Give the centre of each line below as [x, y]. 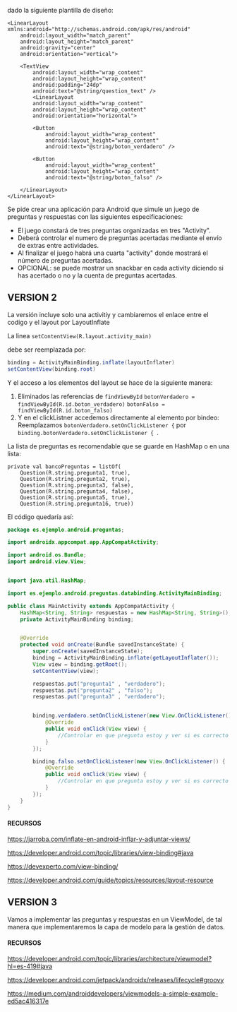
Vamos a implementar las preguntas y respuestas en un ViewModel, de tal [115, 919]
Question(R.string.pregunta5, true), [75, 497]
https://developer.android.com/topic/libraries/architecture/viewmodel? [110, 958]
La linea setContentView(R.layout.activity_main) [79, 335]
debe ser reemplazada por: [47, 350]
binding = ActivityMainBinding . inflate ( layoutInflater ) [91, 362]
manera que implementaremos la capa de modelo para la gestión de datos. [116, 927]
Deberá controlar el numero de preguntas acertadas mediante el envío [120, 238]
